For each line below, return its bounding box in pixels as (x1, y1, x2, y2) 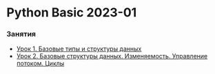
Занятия (6, 29, 36, 39)
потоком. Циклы (16, 60, 65, 68)
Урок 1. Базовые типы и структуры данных (16, 45, 142, 53)
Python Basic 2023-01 (6, 5, 137, 21)
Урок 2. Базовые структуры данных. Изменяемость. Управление (16, 52, 208, 60)
